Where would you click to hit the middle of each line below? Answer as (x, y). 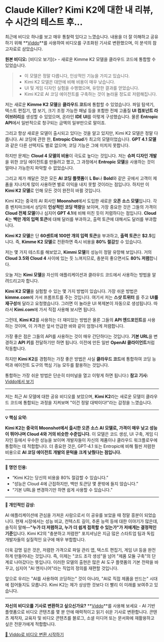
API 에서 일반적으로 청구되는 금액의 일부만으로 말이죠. (56, 123)
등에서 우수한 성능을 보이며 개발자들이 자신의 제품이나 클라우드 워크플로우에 (86, 440)
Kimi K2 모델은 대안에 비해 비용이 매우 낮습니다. (70, 82)
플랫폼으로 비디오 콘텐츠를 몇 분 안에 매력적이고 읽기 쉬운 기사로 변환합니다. (77, 612)
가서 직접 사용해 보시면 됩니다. (68, 309)
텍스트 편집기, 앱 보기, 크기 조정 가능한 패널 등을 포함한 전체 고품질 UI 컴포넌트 (79, 110)
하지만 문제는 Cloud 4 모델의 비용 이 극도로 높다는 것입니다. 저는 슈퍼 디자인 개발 (81, 155)
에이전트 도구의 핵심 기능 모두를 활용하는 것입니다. (61, 365)
